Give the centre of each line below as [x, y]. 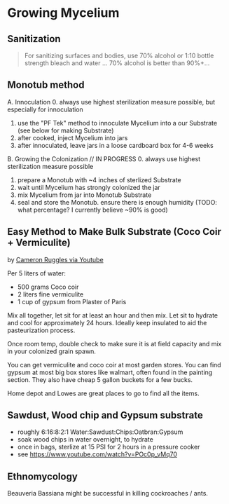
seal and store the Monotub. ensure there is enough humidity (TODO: [117, 202]
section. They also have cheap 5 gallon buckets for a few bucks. [100, 379]
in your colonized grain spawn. [52, 351]
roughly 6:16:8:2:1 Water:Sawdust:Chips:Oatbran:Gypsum [100, 432]
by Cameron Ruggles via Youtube [55, 259]
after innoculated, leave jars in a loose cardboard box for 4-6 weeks [115, 145]
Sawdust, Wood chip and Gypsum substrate [105, 415]
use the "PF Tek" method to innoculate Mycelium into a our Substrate [117, 123]
